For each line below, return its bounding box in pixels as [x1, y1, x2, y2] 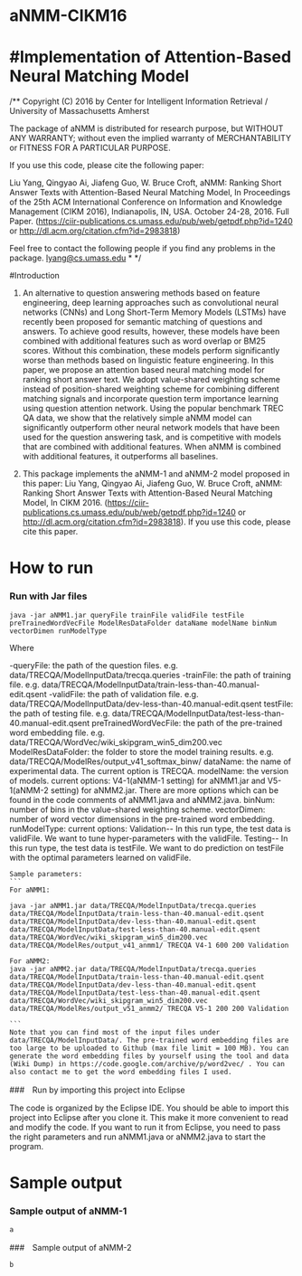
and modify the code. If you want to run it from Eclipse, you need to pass [9, 1121, 281, 1132]
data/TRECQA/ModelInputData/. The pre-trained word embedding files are [9, 1035, 289, 1044]
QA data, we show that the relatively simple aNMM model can [22, 412, 252, 423]
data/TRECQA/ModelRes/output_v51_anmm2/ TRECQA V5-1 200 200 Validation [9, 1004, 289, 1013]
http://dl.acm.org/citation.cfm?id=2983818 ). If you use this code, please [22, 516, 291, 527]
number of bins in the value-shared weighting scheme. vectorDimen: [9, 804, 266, 815]
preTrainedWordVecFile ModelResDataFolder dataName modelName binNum [9, 619, 278, 628]
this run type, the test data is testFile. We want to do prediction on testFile [9, 842, 285, 853]
